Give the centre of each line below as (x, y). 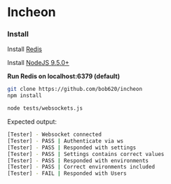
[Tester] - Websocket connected (54, 135)
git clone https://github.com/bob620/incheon (75, 89)
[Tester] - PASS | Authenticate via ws (66, 141)
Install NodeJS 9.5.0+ (39, 63)
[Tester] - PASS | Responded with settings (72, 148)
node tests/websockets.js (45, 108)
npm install (25, 96)
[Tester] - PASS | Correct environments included (81, 167)
